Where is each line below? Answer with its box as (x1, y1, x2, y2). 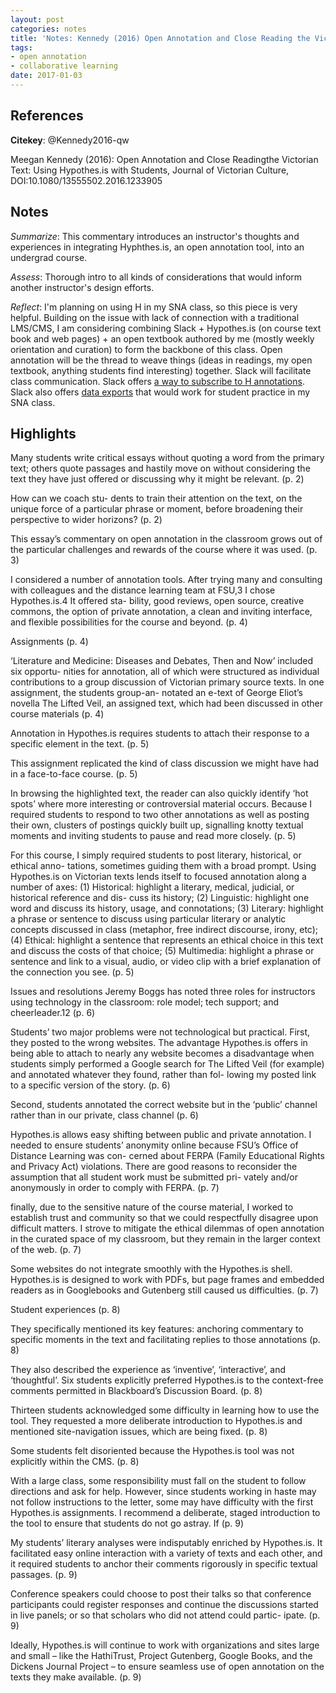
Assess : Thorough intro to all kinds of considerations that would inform (10, 271, 303, 283)
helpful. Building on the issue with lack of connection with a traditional (10, 311, 300, 323)
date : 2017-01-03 (10, 71, 83, 81)
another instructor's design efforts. (10, 281, 155, 293)
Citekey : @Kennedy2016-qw (10, 134, 130, 146)
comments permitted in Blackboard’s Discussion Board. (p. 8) (10, 1385, 263, 1397)
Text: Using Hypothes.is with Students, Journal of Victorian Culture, (10, 164, 290, 176)
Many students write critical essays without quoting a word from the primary (10, 452, 325, 464)
